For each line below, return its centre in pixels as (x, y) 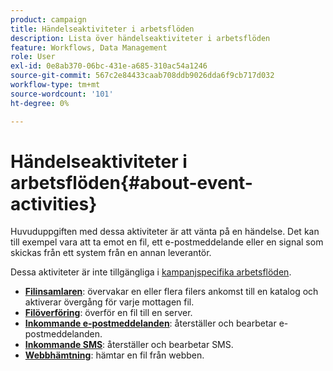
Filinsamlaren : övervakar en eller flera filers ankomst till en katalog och (171, 292)
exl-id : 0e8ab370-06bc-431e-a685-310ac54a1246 (109, 66)
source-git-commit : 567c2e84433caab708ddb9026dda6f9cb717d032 (142, 76)
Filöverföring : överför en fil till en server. (108, 313)
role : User (33, 57)
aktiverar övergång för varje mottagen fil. (109, 302)
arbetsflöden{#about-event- (131, 182)
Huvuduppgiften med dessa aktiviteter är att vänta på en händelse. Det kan (165, 232)
